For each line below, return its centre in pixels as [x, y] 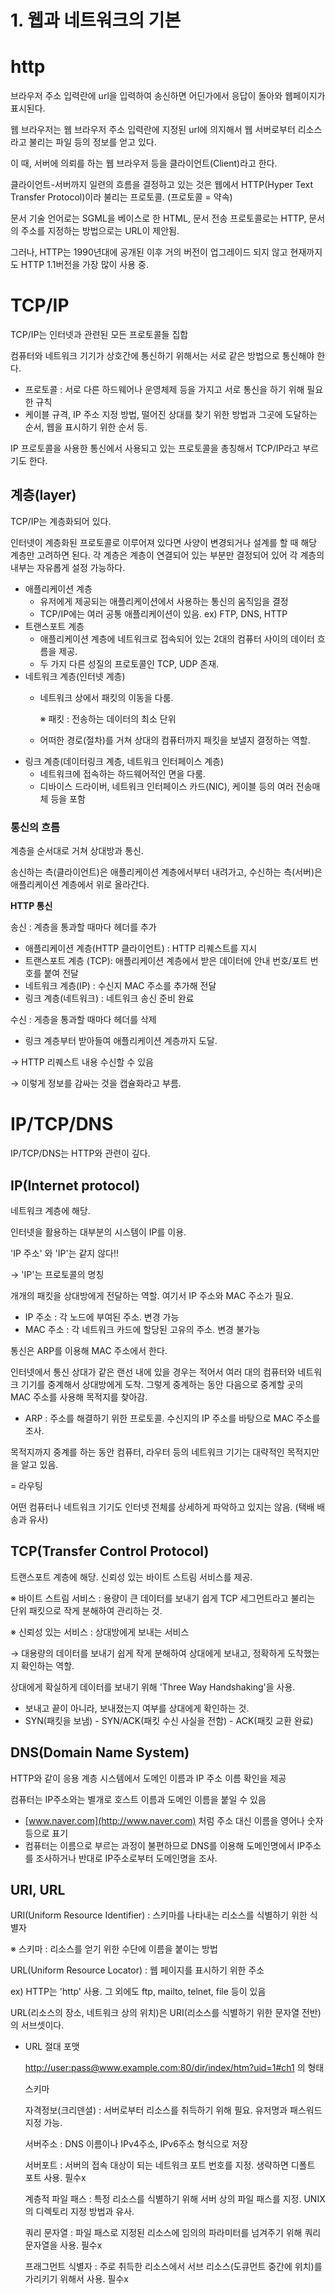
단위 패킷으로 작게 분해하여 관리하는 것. [86, 1610]
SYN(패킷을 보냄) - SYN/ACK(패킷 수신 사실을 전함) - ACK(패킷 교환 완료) [169, 1720]
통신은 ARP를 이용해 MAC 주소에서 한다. [89, 1350]
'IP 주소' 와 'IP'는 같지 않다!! [64, 1253]
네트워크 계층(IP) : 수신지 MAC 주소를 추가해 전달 [120, 986]
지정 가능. [43, 2123]
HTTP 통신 [31, 906]
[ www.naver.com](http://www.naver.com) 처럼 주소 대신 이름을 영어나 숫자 [174, 1820]
